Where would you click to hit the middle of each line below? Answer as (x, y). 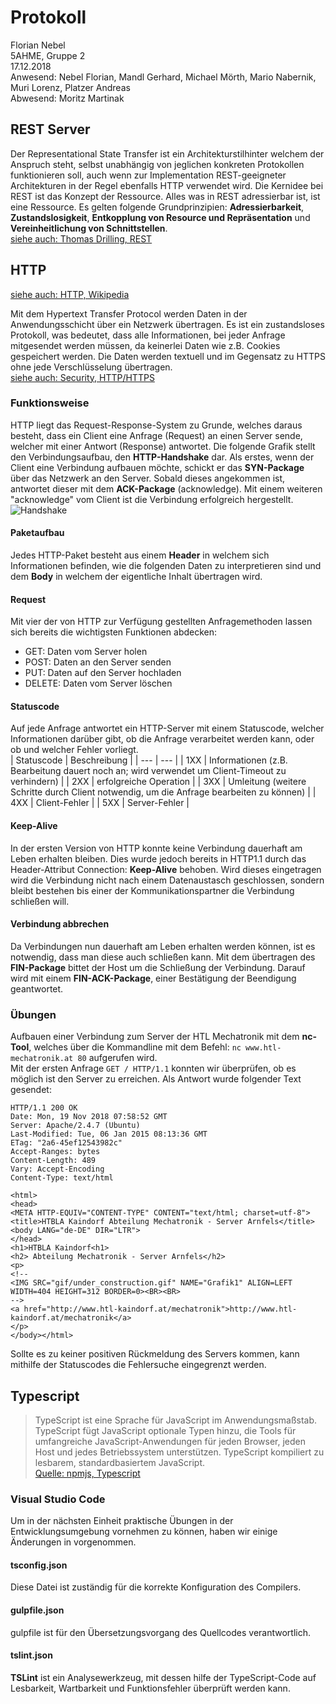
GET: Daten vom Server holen (86, 652)
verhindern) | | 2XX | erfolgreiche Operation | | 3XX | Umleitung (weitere (158, 782)
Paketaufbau (37, 533)
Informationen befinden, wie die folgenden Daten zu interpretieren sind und (166, 566)
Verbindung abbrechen (60, 924)
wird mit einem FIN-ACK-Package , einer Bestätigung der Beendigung (153, 978)
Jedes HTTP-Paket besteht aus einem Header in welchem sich (140, 555)
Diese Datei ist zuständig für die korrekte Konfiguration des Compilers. (156, 1587)
